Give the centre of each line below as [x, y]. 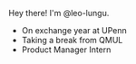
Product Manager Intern [66, 50]
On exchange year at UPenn [74, 30]
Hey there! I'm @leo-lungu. [59, 13]
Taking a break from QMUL [72, 40]
